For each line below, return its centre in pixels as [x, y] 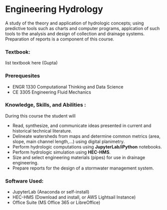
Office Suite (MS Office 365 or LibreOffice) [56, 202]
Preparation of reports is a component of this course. [60, 39]
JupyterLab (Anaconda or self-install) [51, 192]
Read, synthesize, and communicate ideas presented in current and [82, 125]
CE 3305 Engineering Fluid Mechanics [52, 92]
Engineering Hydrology [54, 9]
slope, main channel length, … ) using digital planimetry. [68, 141]
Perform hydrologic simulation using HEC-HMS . [62, 152]
